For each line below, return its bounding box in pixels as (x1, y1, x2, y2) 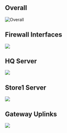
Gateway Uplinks (5, 110, 57, 118)
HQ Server (5, 57, 37, 66)
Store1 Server (5, 83, 47, 92)
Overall (5, 4, 27, 12)
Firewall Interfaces (5, 31, 63, 39)
